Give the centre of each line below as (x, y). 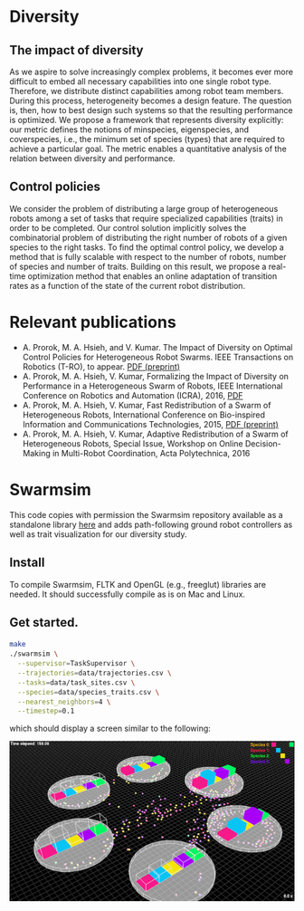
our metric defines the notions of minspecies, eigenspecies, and (129, 129)
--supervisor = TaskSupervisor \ (76, 664)
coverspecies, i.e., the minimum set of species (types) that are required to (147, 139)
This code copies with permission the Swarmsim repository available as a (146, 514)
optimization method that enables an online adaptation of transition (152, 276)
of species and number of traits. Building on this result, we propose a (138, 266)
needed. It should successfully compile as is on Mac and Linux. (128, 594)
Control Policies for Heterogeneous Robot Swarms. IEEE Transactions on (158, 357)
